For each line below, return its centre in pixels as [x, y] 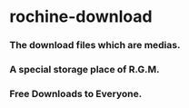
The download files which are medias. [95, 45]
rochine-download [81, 17]
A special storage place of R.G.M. [85, 70]
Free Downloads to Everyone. [76, 93]
